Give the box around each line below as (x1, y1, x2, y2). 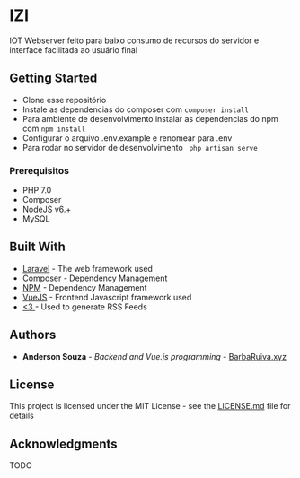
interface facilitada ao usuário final (9, 44, 137, 55)
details (9, 410, 34, 422)
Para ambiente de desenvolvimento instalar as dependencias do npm (22, 113, 278, 124)
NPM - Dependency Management (22, 282, 147, 292)
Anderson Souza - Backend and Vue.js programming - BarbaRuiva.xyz (22, 351, 287, 361)
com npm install (22, 123, 86, 134)
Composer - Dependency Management (22, 273, 168, 283)
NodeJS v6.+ (22, 204, 72, 215)
